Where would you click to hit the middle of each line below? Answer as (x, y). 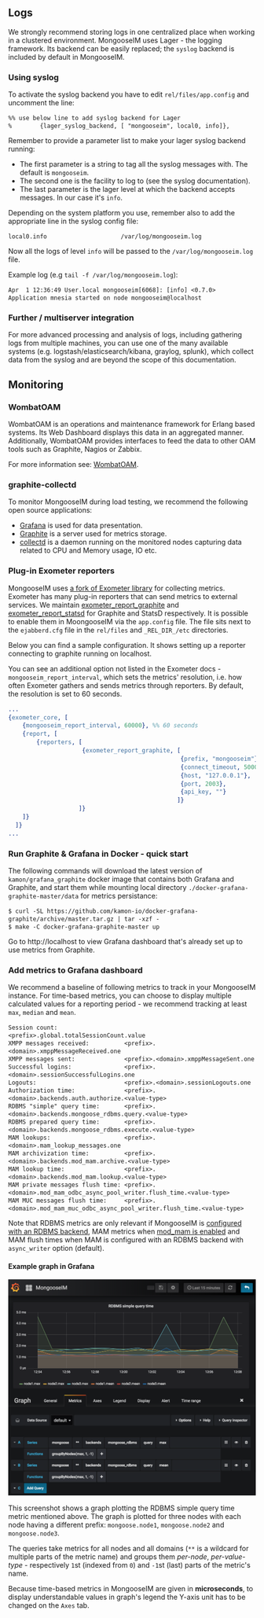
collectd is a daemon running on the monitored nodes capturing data (130, 542)
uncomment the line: (41, 103)
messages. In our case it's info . (71, 198)
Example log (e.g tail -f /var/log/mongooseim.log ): (93, 275)
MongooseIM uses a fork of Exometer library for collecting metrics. (117, 588)
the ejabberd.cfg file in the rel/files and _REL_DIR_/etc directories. (118, 630)
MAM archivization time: (49, 1154)
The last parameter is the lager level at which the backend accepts (127, 189)
